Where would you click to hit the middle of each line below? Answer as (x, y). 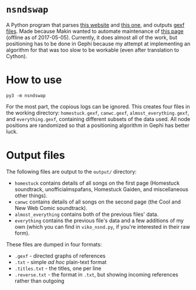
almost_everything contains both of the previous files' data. (87, 214)
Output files (36, 156)
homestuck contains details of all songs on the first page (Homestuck (97, 183)
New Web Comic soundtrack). (51, 208)
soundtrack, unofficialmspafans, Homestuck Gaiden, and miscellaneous (102, 189)
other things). (31, 195)
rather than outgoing (39, 281)
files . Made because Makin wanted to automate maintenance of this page (95, 31)
